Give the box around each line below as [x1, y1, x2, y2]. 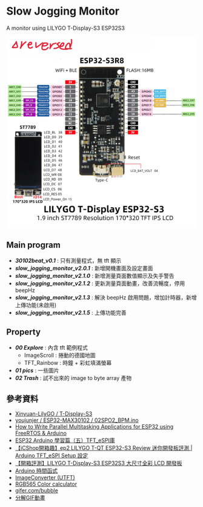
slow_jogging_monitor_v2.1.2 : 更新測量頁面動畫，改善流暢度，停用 [15, 280, 185, 287]
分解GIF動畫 [15, 494, 45, 502]
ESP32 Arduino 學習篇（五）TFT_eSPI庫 [15, 436, 115, 444]
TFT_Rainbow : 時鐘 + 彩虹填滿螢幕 [24, 359, 112, 366]
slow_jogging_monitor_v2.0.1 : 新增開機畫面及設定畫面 [15, 264, 153, 272]
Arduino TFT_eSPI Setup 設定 [15, 452, 88, 460]
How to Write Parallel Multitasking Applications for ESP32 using [15, 423, 174, 430]
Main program [6, 240, 61, 250]
